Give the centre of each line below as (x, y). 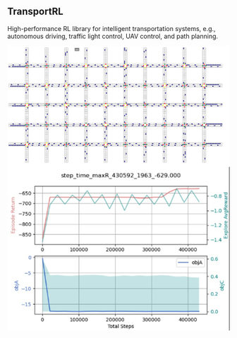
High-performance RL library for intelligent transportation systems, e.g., (112, 28)
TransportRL (35, 12)
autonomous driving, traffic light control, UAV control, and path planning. (113, 36)
